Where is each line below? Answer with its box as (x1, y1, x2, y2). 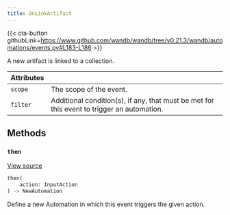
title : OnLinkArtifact (7, 10, 72, 17)
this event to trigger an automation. (51, 104, 164, 114)
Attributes (10, 73, 44, 82)
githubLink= (7, 36, 41, 45)
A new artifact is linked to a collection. (7, 56, 115, 65)
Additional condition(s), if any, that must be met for (51, 95, 214, 105)
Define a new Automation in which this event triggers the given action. (7, 200, 205, 208)
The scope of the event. (51, 84, 128, 94)
